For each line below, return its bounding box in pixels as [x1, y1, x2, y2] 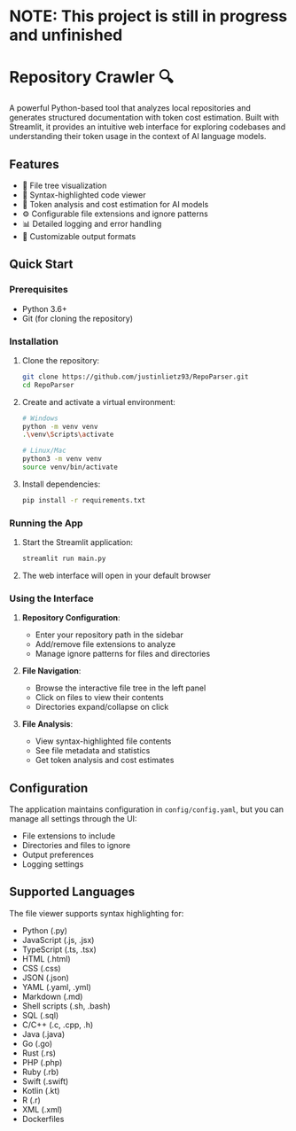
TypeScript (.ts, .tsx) [21, 944, 97, 955]
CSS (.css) [21, 963, 61, 973]
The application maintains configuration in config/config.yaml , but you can [9, 804, 284, 815]
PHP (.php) [21, 1057, 63, 1067]
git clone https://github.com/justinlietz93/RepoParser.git [21, 372, 249, 381]
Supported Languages [9, 885, 136, 900]
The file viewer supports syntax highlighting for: [9, 908, 184, 918]
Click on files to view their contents [35, 692, 164, 703]
